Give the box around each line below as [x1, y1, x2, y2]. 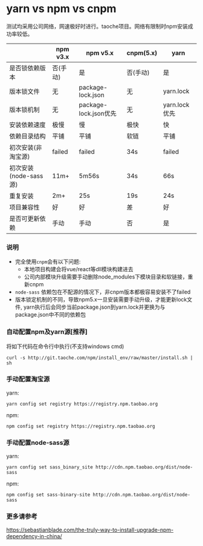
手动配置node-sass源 [6, 438, 69, 447]
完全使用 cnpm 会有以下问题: [14, 258, 81, 265]
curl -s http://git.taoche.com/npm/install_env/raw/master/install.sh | [6, 355, 193, 361]
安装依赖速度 [9, 120, 47, 129]
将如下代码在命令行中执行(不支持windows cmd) [6, 343, 124, 350]
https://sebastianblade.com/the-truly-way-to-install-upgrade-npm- [6, 526, 174, 534]
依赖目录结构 [9, 132, 47, 140]
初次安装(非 [9, 143, 42, 151]
